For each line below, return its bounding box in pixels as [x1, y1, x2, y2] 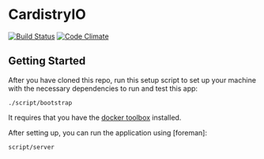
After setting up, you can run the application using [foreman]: [8, 128, 208, 137]
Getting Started [8, 54, 86, 68]
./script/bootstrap [8, 98, 73, 107]
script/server [8, 143, 55, 151]
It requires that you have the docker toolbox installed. [8, 113, 182, 122]
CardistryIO [8, 6, 87, 24]
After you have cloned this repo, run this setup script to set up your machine [8, 75, 257, 84]
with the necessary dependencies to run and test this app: [8, 83, 198, 93]
